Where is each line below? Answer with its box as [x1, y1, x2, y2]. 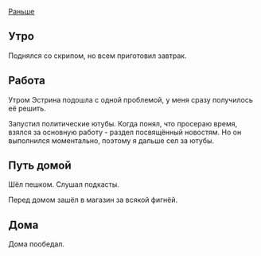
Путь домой [8, 159, 72, 173]
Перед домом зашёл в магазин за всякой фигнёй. [8, 195, 177, 205]
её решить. [8, 103, 46, 113]
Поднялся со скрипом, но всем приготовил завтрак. [8, 51, 187, 60]
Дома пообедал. [8, 239, 65, 249]
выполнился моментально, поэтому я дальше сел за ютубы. [8, 135, 215, 145]
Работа [8, 74, 45, 87]
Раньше [8, 7, 35, 16]
